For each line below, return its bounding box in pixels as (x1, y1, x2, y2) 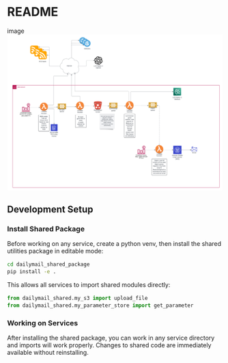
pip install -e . (7, 268, 57, 275)
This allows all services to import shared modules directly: (7, 281, 171, 289)
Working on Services (7, 318, 79, 327)
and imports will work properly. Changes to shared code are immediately (7, 341, 212, 349)
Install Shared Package (7, 224, 85, 234)
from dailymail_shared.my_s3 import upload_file (7, 295, 148, 302)
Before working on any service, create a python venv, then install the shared (7, 240, 222, 248)
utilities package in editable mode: (7, 247, 104, 255)
